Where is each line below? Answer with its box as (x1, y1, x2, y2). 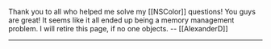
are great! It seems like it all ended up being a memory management (8, 15, 235, 25)
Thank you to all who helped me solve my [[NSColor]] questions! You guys (8, 7, 256, 16)
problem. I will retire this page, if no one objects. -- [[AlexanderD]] (8, 24, 228, 33)
